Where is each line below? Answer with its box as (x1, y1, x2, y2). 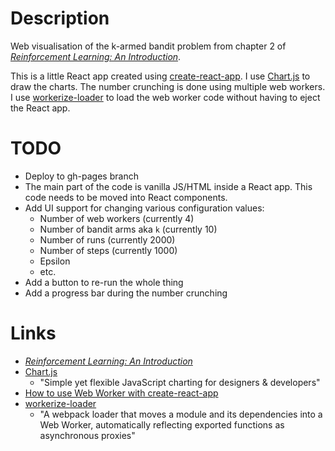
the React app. (10, 102, 71, 114)
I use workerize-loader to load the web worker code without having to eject (10, 91, 321, 103)
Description (10, 7, 110, 30)
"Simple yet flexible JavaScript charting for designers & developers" (39, 376, 321, 388)
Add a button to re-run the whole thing (24, 276, 184, 288)
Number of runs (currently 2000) (39, 233, 176, 246)
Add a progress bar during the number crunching (24, 287, 228, 299)
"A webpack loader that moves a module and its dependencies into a (39, 408, 323, 420)
